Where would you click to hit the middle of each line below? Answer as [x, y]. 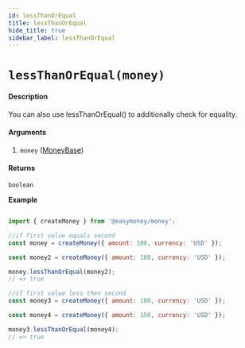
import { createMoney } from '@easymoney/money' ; [92, 222]
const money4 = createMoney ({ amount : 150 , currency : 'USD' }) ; [117, 315]
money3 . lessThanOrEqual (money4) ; [64, 329]
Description [28, 97]
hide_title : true [37, 30]
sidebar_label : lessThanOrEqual [62, 38]
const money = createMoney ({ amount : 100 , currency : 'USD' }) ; [115, 243]
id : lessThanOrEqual [43, 15]
